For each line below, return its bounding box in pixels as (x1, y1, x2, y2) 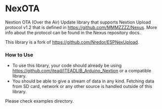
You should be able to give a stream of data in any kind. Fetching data (12, 78, 155, 84)
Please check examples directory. (5, 98, 74, 104)
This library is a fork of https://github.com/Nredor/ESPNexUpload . (5, 39, 139, 45)
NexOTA (5, 3, 40, 14)
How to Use (5, 51, 34, 58)
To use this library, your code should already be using (12, 62, 122, 69)
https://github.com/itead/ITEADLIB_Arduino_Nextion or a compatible (12, 68, 152, 74)
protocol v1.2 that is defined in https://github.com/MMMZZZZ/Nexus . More (5, 24, 157, 30)
